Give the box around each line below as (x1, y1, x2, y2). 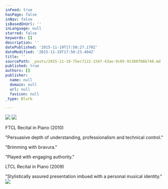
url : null (10, 86, 30, 92)
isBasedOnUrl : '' (5, 21, 42, 27)
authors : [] (5, 68, 30, 73)
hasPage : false (5, 12, 37, 17)
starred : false (5, 31, 37, 36)
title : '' (5, 54, 26, 59)
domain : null (10, 82, 37, 87)
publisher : (5, 73, 28, 78)
